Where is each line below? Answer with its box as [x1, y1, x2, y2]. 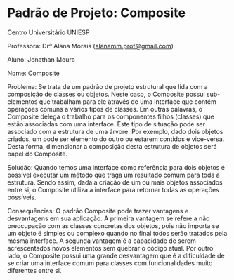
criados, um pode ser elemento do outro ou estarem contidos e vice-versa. [7, 135, 225, 143]
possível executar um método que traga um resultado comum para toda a [7, 171, 220, 179]
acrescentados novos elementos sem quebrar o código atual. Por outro [7, 244, 214, 252]
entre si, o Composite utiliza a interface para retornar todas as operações [7, 185, 219, 194]
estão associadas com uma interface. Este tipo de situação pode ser [7, 119, 206, 128]
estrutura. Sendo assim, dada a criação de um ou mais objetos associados [7, 178, 223, 187]
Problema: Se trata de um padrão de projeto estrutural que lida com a [7, 82, 209, 91]
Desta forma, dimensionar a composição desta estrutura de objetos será [7, 142, 217, 150]
